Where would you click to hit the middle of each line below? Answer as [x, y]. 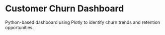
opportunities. [19, 27]
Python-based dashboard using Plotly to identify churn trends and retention [83, 22]
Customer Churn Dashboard [65, 9]
